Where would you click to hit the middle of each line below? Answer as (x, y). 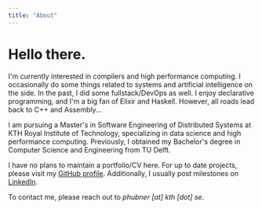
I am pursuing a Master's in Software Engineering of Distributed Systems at (130, 125)
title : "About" (33, 15)
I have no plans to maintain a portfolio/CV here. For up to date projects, (123, 165)
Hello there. (47, 54)
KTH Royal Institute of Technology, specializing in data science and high (125, 133)
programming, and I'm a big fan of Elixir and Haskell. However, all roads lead (131, 101)
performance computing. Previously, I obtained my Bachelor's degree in (124, 141)
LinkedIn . (23, 181)
